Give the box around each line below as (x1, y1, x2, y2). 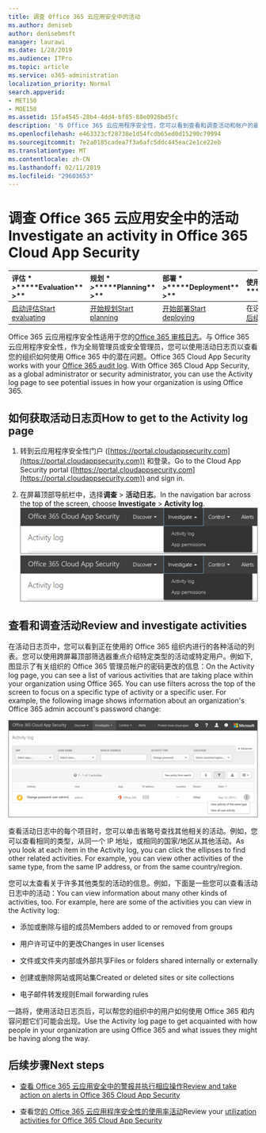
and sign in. (146, 473, 184, 484)
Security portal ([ (19, 465, 76, 475)
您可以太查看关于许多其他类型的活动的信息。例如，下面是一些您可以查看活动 (8, 878, 258, 888)
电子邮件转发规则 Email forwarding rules (19, 989, 149, 999)
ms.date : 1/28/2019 (8, 46, 73, 55)
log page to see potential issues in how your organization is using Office (8, 378, 244, 387)
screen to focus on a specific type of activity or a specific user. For (8, 687, 227, 696)
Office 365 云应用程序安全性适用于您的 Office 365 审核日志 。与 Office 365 (8, 332, 249, 341)
